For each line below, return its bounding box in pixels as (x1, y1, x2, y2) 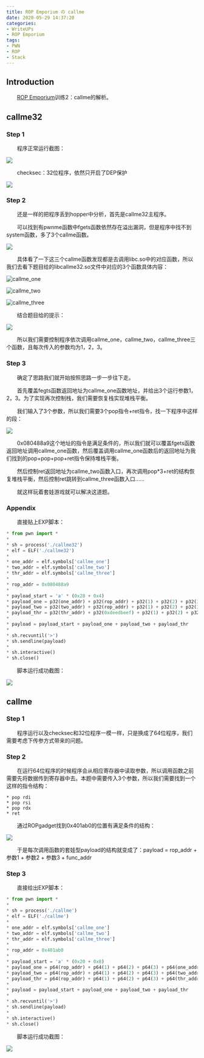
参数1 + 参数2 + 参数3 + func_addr (6, 854, 92, 861)
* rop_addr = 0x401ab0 (6, 947, 64, 954)
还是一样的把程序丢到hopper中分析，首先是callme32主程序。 (17, 211, 170, 218)
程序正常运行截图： (17, 144, 65, 152)
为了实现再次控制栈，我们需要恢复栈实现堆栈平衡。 (23, 394, 152, 402)
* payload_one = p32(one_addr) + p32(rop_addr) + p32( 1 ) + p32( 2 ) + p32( (6, 598, 197, 605)
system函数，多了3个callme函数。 (6, 231, 92, 238)
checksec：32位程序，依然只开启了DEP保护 (17, 169, 127, 177)
